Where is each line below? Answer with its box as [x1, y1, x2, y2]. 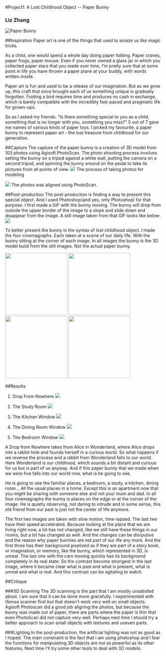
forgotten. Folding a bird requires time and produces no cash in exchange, [5, 94, 157, 100]
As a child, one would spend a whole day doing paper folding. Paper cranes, [5, 52, 161, 59]
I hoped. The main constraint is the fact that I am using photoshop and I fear [5, 635, 160, 641]
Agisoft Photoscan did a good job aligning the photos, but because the [5, 604, 150, 610]
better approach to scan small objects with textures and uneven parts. [5, 620, 148, 626]
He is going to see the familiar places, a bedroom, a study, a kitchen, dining [5, 480, 159, 486]
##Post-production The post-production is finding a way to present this [5, 191, 151, 198]
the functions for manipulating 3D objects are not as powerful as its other [5, 640, 155, 646]
